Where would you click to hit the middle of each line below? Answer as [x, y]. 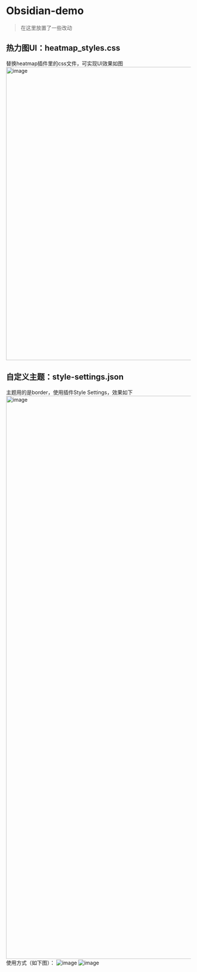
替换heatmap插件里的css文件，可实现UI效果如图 [64, 63]
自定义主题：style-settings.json [65, 377]
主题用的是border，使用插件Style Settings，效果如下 [69, 392]
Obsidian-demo [45, 11]
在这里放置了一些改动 [46, 28]
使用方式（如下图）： [30, 963]
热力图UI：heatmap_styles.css [63, 48]
